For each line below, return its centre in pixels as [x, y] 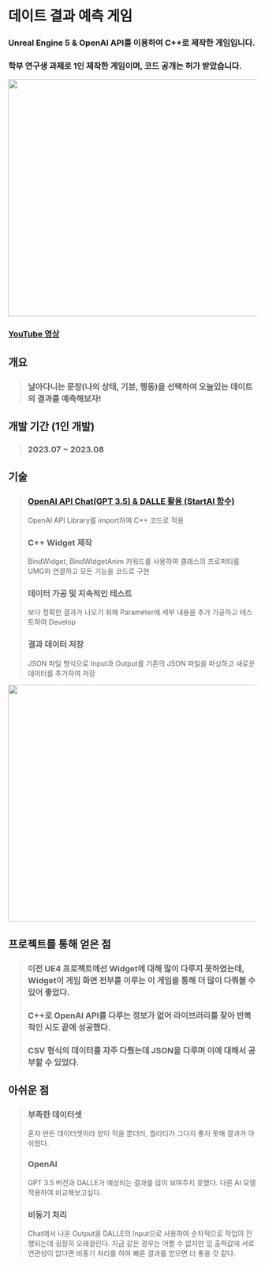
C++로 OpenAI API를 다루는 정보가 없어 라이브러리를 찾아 [131, 1015]
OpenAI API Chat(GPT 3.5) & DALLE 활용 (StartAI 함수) [131, 501]
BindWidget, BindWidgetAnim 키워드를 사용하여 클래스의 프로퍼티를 [134, 561]
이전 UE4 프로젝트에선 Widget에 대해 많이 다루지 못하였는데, [136, 968]
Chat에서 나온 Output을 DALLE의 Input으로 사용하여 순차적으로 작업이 [136, 1233]
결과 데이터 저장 [56, 644]
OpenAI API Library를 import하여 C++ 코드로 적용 [105, 520]
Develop [62, 622]
